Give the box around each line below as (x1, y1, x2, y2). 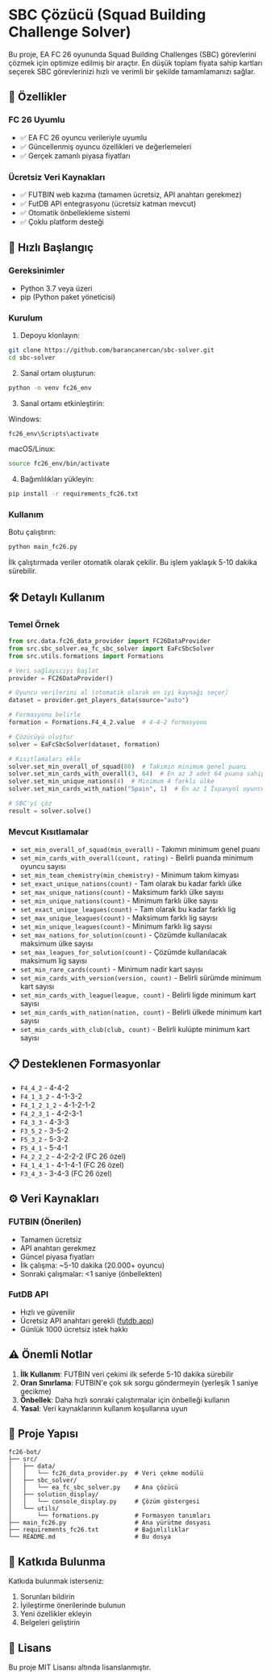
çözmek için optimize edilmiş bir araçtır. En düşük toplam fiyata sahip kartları (8, 58, 263, 68)
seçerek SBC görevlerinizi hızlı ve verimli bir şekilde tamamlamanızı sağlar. (8, 66, 256, 76)
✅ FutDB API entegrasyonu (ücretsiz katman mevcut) (19, 199, 196, 208)
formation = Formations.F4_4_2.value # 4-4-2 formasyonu (8, 718, 207, 727)
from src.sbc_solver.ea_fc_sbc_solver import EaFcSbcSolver (8, 644, 215, 653)
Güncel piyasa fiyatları (19, 1252, 94, 1261)
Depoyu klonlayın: (19, 330, 81, 340)
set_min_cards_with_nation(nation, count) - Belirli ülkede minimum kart (19, 1007, 262, 1018)
